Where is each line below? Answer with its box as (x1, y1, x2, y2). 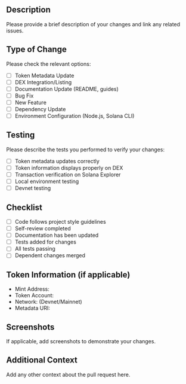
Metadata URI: (14, 304, 51, 312)
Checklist (6, 202, 43, 212)
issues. (6, 27, 24, 34)
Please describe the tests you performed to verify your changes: (6, 146, 165, 153)
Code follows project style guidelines (14, 218, 106, 225)
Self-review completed (14, 225, 71, 232)
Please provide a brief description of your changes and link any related (6, 20, 181, 28)
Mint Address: (14, 285, 49, 292)
